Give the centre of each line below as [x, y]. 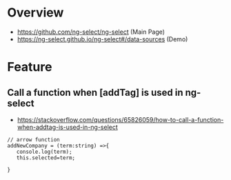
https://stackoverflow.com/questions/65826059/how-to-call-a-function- [120, 119]
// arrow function [33, 139]
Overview [36, 13]
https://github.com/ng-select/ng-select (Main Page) [91, 32]
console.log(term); [44, 152]
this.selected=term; [46, 158]
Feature [30, 67]
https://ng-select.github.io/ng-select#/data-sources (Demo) [102, 39]
